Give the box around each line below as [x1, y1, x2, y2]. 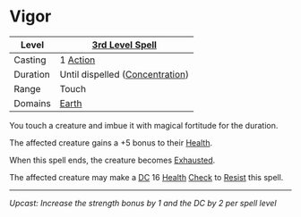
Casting [13, 54, 47, 66]
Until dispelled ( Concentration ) [59, 68, 190, 80]
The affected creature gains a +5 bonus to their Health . [9, 137, 213, 148]
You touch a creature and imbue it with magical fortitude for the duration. [9, 120, 279, 130]
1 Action [59, 54, 96, 66]
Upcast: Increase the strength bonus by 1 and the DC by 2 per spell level [9, 197, 277, 208]
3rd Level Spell [91, 38, 157, 51]
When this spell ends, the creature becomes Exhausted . [9, 154, 216, 165]
